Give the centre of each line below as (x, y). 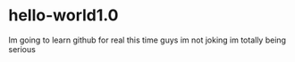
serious (22, 49)
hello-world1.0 (63, 15)
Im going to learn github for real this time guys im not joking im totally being (147, 40)
